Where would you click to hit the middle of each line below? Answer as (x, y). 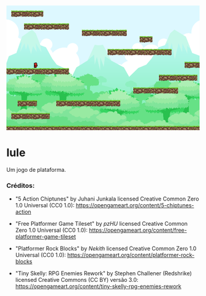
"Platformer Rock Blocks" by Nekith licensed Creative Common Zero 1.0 (106, 249)
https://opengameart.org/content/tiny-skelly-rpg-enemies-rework (98, 286)
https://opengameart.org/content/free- (138, 230)
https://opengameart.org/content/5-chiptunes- (135, 205)
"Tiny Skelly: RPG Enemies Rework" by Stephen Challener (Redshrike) (103, 273)
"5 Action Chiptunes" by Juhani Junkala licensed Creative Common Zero (107, 199)
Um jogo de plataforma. (36, 169)
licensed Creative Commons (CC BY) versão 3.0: (77, 280)
